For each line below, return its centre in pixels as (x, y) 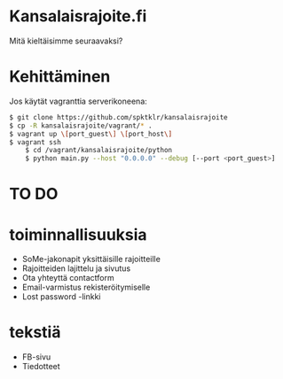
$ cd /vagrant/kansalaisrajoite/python (99, 151)
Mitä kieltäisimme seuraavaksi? (66, 41)
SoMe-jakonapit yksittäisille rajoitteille (91, 259)
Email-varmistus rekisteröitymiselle (86, 287)
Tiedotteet (41, 367)
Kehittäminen (60, 77)
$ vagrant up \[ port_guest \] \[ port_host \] (91, 134)
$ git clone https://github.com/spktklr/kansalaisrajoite (118, 117)
